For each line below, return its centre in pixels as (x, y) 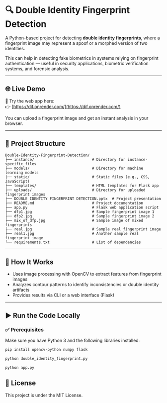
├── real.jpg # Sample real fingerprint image (83, 229)
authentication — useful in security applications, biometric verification (77, 63)
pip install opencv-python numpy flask (46, 350)
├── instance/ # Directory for (65, 159)
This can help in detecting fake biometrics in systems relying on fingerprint (82, 58)
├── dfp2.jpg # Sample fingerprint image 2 (80, 216)
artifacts (21, 290)
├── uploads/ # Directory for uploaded (75, 190)
